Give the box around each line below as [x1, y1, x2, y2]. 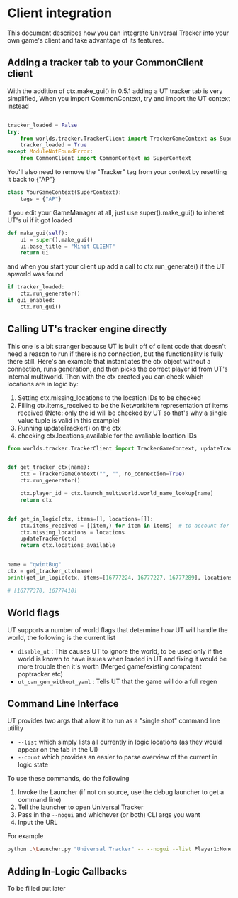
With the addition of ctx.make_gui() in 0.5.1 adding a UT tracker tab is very [7, 87, 223, 95]
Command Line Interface [7, 698, 119, 710]
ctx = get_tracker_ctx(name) [7, 568, 93, 575]
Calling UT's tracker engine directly [7, 323, 168, 335]
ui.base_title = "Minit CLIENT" [20, 243, 115, 250]
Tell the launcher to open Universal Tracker [17, 803, 144, 811]
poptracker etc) [17, 669, 64, 678]
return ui [20, 249, 50, 256]
